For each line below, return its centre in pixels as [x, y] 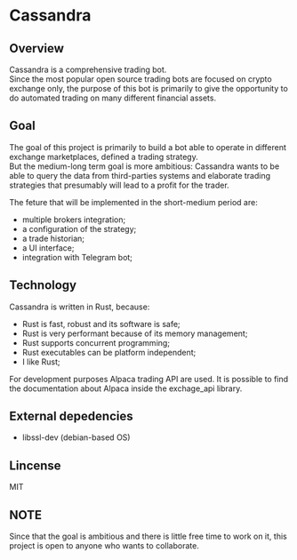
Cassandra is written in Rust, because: [80, 307]
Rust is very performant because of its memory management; [135, 333]
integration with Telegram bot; [77, 257]
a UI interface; [48, 248]
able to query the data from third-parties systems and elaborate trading [140, 175]
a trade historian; [53, 238]
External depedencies [71, 416]
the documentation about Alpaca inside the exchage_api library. [126, 388]
